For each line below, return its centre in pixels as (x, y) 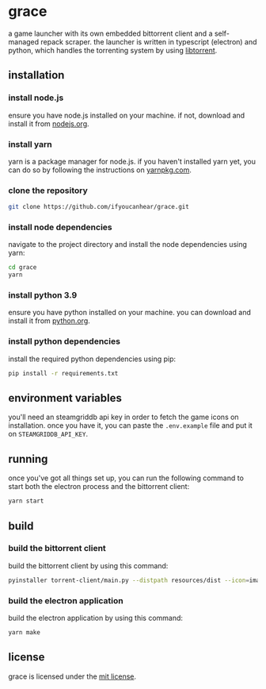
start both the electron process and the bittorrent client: (99, 487)
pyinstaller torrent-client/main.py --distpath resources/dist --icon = (129, 580)
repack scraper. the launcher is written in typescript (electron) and (149, 41)
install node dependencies (60, 227)
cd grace (23, 268)
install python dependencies (65, 341)
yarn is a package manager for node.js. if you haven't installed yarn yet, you (132, 161)
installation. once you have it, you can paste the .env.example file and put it (131, 425)
